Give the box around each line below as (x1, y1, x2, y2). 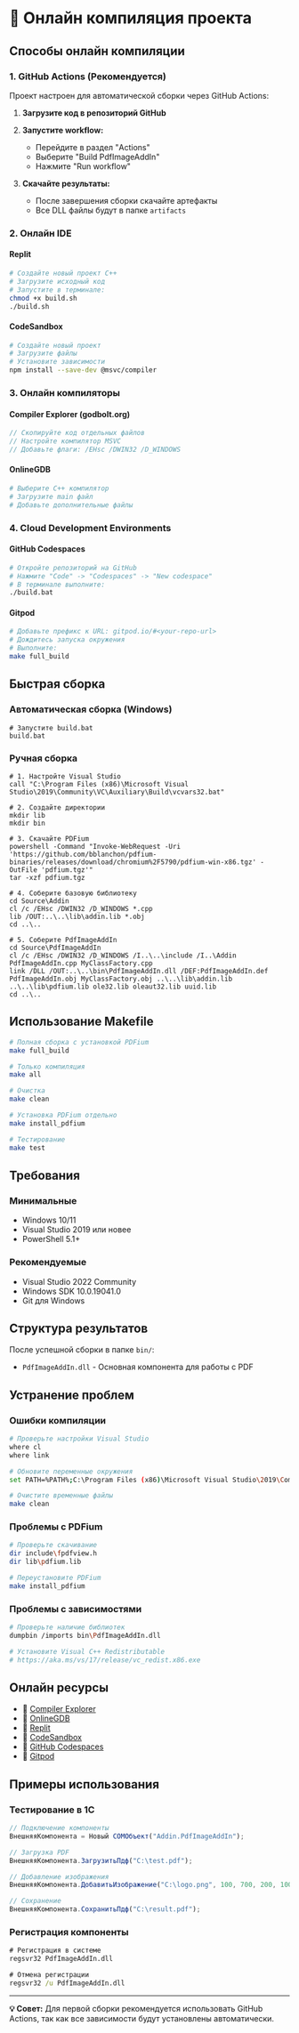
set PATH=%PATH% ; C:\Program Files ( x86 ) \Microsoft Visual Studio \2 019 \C (9, 1475, 285, 1484)
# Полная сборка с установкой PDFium (9, 1037, 149, 1046)
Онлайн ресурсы (9, 1681, 109, 1695)
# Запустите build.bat (9, 723, 93, 732)
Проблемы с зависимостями (9, 1602, 142, 1615)
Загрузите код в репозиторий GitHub (21, 107, 166, 118)
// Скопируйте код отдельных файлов (9, 429, 145, 438)
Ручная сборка (9, 752, 78, 764)
